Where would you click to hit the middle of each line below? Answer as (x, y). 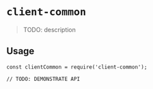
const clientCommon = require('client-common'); (77, 67)
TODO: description (50, 29)
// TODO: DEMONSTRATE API (43, 79)
